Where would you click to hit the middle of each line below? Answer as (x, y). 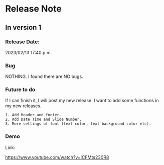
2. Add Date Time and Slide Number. (43, 119)
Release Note (33, 9)
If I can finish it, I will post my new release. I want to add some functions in (82, 101)
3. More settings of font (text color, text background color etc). (78, 124)
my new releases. (23, 106)
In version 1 (23, 27)
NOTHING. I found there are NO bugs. (44, 76)
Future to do (20, 90)
